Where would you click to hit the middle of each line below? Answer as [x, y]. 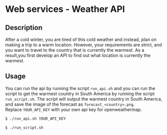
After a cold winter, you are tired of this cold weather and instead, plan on [81, 39]
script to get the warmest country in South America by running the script [80, 94]
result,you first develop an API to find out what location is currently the [78, 55]
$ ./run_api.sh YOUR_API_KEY [35, 119]
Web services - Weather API [65, 9]
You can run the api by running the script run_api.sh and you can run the [80, 88]
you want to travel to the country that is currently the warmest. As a [75, 50]
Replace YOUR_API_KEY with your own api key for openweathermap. [73, 109]
